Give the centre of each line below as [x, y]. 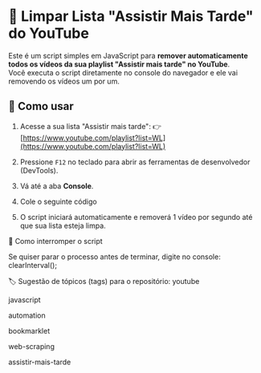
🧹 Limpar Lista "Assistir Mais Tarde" [131, 16]
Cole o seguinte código [59, 201]
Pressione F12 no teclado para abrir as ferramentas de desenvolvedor [135, 162]
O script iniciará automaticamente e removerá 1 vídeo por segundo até [136, 217]
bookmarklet [29, 330]
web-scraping [31, 346]
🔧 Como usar [41, 106]
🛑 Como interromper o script [55, 241]
